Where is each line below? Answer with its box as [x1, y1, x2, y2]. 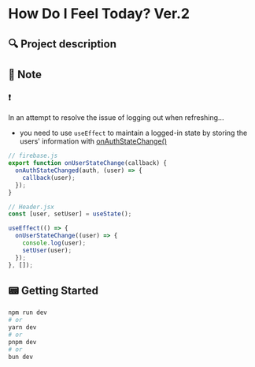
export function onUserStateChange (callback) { [8, 159, 168, 167]
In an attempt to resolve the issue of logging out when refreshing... [8, 113, 224, 122]
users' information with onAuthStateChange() [19, 137, 168, 146]
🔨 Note [8, 68, 42, 81]
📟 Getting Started [8, 283, 98, 297]
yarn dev [8, 324, 37, 331]
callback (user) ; [22, 174, 76, 182]
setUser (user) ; [22, 246, 72, 254]
